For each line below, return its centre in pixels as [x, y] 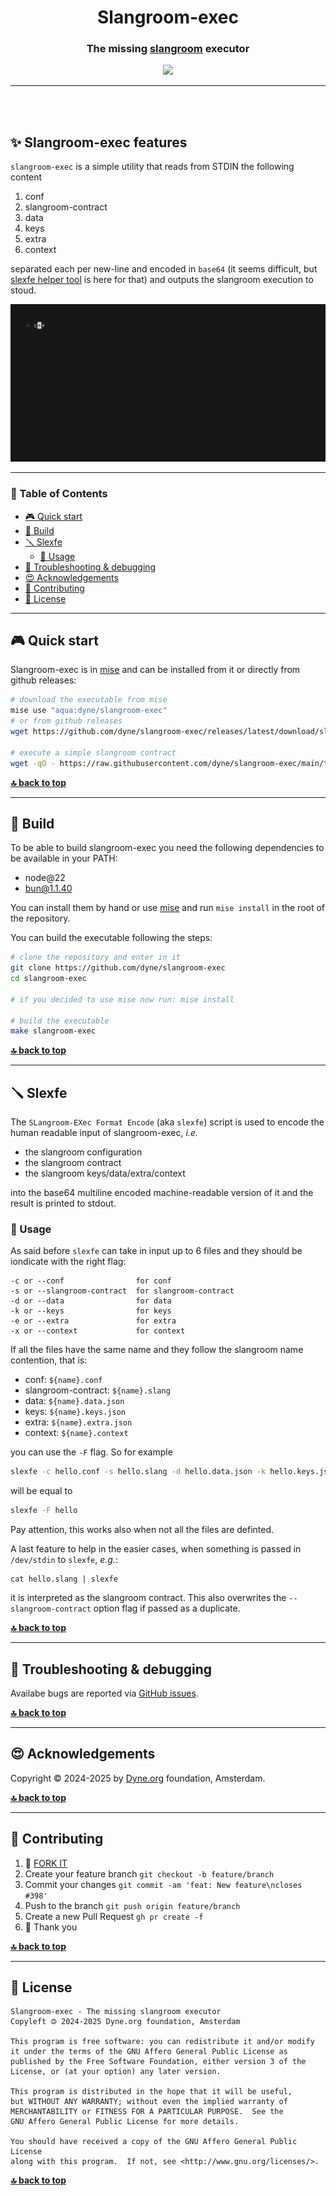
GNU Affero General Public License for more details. [125, 2122]
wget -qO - [33, 763]
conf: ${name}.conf [63, 1380]
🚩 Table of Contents [59, 494]
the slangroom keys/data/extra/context [105, 1173]
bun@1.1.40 [48, 888]
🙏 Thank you [51, 1927]
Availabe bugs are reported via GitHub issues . [104, 1693]
